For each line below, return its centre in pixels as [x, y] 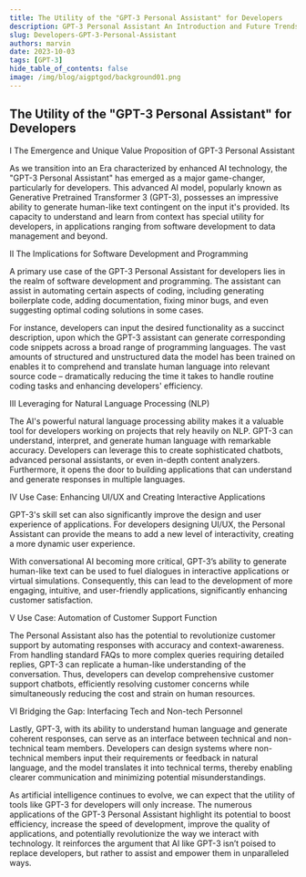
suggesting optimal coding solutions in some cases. [107, 310]
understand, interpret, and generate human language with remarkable [140, 440]
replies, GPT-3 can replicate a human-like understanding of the [128, 664]
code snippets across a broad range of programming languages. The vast [148, 346]
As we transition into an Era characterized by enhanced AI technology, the [148, 168]
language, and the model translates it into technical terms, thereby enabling [151, 768]
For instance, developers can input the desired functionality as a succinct [147, 327]
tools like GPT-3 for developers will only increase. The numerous [131, 804]
